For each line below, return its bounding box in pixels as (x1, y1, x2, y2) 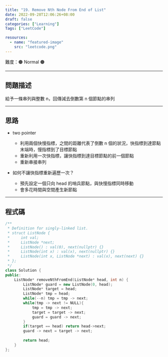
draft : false (5, 17, 32, 22)
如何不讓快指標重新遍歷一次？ (12, 170, 74, 176)
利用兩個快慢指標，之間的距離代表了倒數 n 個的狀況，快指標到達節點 (19, 140, 161, 146)
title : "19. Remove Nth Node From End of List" (5, 7, 106, 13)
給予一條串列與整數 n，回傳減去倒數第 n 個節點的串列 (5, 95, 115, 101)
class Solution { (5, 268, 41, 273)
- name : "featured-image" (9, 40, 64, 45)
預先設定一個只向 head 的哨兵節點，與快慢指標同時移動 (19, 180, 134, 186)
